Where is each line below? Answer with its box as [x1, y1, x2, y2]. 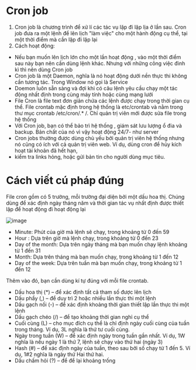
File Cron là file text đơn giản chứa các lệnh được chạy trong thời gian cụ [14, 97, 190, 104]
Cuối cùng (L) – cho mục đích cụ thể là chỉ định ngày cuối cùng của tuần [14, 320, 190, 327]
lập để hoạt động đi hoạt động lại [6, 205, 86, 212]
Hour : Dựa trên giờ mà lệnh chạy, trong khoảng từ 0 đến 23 [14, 235, 159, 242]
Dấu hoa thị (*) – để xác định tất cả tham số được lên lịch [14, 288, 152, 296]
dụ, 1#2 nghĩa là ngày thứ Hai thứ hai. [14, 351, 104, 358]
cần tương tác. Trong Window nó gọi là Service [14, 78, 128, 86]
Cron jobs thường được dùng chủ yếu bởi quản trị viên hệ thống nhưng [14, 134, 185, 141]
